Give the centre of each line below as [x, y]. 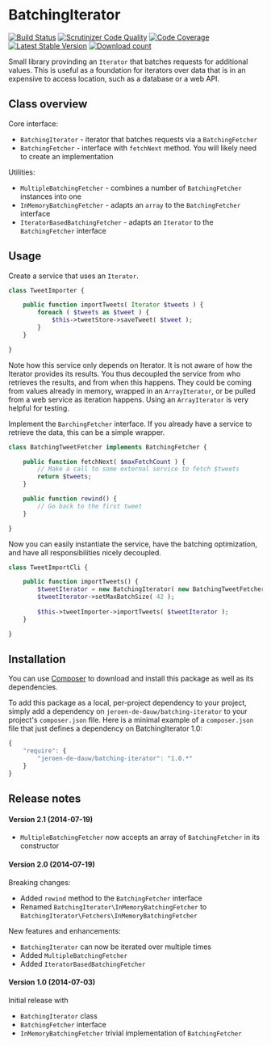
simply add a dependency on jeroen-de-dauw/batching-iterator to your [128, 711]
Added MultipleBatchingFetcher [73, 955]
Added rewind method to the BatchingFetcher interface [111, 898]
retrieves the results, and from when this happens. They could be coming [130, 382]
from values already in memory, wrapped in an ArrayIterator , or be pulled [132, 390]
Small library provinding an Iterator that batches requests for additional [128, 61]
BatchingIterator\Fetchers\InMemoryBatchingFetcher [108, 916]
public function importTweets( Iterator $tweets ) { [113, 305]
